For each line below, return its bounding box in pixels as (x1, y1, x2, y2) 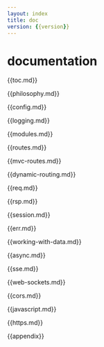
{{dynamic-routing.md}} (7, 170, 76, 179)
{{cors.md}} (7, 291, 42, 300)
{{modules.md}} (7, 130, 53, 138)
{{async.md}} (7, 251, 46, 259)
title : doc (7, 17, 39, 24)
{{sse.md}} (7, 265, 39, 273)
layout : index (7, 10, 49, 17)
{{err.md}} (7, 224, 37, 233)
